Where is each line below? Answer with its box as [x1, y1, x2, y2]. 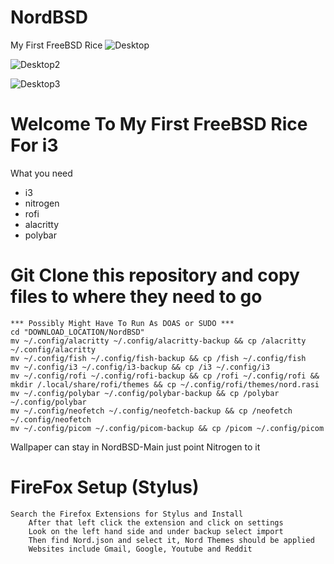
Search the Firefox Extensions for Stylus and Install [10, 509, 244, 519]
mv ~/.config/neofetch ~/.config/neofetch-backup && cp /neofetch [10, 406, 293, 416]
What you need [10, 167, 73, 179]
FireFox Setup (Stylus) [10, 476, 200, 498]
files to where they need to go [10, 286, 263, 308]
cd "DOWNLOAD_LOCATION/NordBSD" [10, 327, 145, 337]
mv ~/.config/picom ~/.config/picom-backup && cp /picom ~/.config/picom [10, 423, 325, 433]
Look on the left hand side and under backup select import [28, 526, 284, 536]
